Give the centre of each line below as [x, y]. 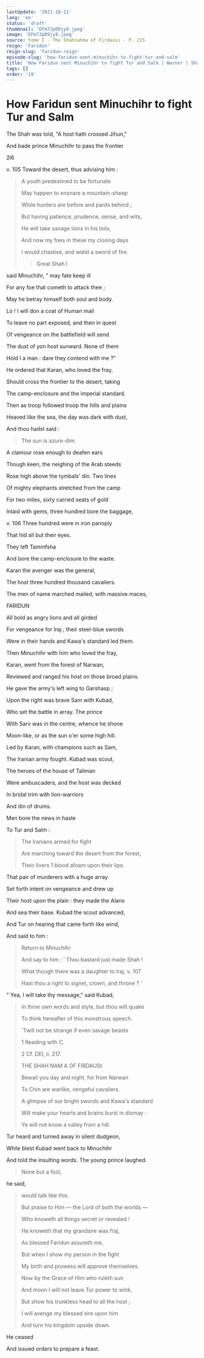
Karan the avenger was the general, [51, 570]
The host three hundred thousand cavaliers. [61, 583]
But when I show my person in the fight [70, 1255]
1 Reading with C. [43, 1042]
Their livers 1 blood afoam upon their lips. [73, 866]
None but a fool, [41, 1172]
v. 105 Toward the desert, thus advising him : [62, 170]
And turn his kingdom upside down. [66, 1325]
